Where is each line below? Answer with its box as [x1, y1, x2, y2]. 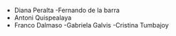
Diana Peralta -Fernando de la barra [14, 6, 120, 14]
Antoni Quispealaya [14, 13, 72, 22]
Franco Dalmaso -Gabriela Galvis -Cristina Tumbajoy [14, 21, 169, 29]
